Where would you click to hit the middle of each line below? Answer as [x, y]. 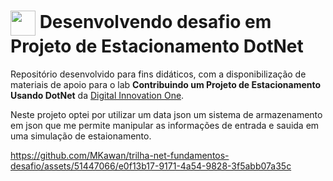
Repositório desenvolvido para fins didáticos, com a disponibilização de [158, 74]
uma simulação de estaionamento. [81, 136]
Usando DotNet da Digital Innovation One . [97, 95]
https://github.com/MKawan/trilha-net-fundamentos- [120, 155]
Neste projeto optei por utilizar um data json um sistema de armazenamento [166, 114]
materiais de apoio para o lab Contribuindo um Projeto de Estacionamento [166, 84]
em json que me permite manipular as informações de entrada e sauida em [165, 125]
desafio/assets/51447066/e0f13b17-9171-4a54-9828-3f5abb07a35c [151, 166]
